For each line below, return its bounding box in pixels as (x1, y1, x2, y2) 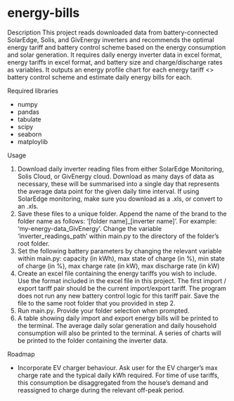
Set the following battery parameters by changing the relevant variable (17, 246, 223, 255)
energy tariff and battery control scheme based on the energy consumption (7, 43, 226, 51)
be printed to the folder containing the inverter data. (17, 336, 168, 345)
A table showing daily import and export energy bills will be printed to (17, 314, 219, 322)
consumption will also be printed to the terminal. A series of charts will (17, 329, 221, 337)
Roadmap (7, 350, 35, 358)
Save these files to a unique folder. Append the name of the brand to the (17, 209, 227, 218)
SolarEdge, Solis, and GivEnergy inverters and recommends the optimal (7, 35, 214, 44)
